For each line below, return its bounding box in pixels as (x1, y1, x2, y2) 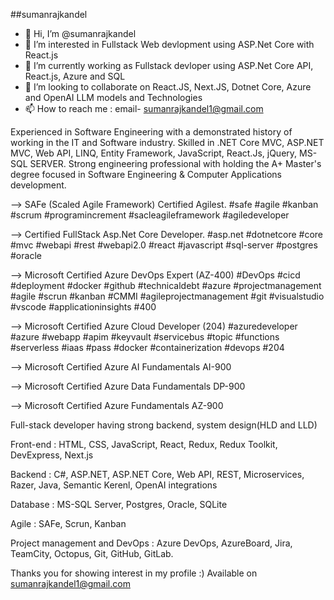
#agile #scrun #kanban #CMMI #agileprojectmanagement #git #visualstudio (10, 290, 325, 302)
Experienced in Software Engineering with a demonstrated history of (10, 126, 293, 138)
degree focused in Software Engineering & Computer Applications (10, 169, 283, 180)
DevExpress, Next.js (10, 449, 94, 461)
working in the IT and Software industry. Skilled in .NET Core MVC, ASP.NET (10, 137, 325, 148)
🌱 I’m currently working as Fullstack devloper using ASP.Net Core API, (24, 60, 314, 71)
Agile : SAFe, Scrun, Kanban (10, 518, 127, 529)
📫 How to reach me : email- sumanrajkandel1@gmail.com (24, 103, 264, 114)
